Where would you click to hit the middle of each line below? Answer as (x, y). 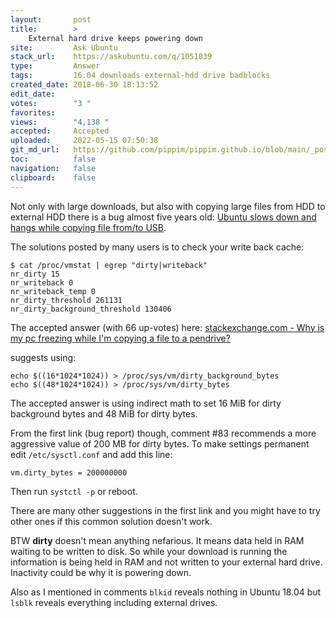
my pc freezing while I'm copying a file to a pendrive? (120, 338)
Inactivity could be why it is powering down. (101, 572)
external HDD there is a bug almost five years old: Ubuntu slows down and (163, 217)
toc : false (53, 159)
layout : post (51, 19)
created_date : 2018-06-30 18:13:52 (84, 85)
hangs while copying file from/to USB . (88, 227)
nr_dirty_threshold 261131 (66, 300)
